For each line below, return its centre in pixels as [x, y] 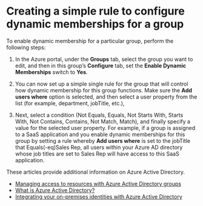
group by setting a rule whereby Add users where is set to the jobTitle [103, 140]
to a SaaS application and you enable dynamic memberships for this [100, 134]
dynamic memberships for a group [95, 24]
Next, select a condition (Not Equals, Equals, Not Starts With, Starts [99, 115]
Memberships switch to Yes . [51, 72]
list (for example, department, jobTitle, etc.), [70, 103]
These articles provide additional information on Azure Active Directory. [96, 172]
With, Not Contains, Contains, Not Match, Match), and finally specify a [103, 121]
